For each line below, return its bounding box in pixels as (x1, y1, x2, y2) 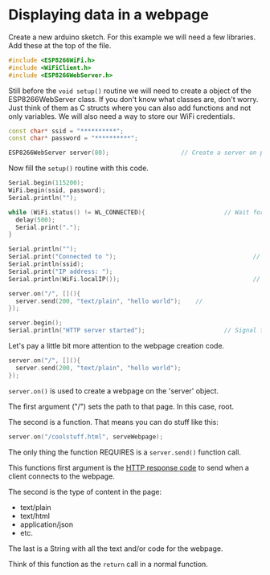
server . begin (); (8, 319, 63, 327)
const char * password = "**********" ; (8, 134, 138, 142)
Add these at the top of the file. (8, 40, 112, 50)
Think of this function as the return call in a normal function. (8, 559, 209, 569)
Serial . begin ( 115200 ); (8, 179, 84, 187)
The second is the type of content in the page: (8, 487, 162, 496)
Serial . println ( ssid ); (8, 260, 84, 268)
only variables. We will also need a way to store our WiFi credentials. (8, 111, 235, 121)
